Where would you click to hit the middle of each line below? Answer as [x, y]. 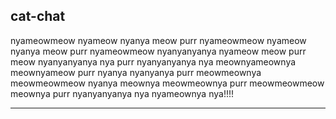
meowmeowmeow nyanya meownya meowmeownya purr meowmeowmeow [167, 83]
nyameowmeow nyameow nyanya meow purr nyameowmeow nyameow [158, 40]
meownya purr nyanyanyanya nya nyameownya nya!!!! [122, 93]
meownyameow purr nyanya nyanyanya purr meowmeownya [136, 72]
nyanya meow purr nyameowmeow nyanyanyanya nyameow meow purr [158, 51]
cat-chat [38, 16]
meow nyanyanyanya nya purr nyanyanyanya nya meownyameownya [153, 61]
